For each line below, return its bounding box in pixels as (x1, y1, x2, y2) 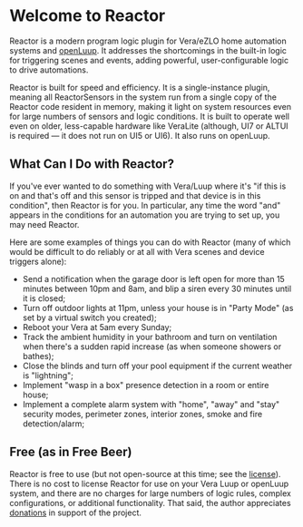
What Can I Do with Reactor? (9, 156, 175, 172)
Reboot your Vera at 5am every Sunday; (22, 321, 172, 332)
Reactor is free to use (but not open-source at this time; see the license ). (9, 468, 281, 479)
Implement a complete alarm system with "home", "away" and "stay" (22, 398, 280, 409)
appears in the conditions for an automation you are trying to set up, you (9, 210, 280, 220)
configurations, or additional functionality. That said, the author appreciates (9, 497, 292, 508)
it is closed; (22, 292, 66, 304)
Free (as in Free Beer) (9, 444, 132, 460)
